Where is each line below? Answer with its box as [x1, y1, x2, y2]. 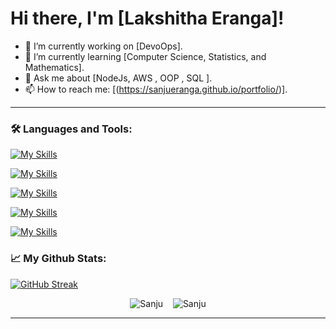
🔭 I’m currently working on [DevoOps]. [24, 40, 183, 52]
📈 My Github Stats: [10, 252, 107, 266]
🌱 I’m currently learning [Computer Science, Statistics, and [24, 50, 267, 62]
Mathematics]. [24, 61, 85, 73]
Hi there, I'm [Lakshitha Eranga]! [10, 7, 285, 30]
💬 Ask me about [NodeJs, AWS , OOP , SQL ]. [24, 72, 213, 84]
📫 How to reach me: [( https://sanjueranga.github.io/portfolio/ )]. [24, 83, 288, 95]
